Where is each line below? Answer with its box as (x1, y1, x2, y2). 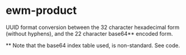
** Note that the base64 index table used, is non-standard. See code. (5, 42, 181, 49)
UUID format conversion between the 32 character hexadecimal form (5, 24, 180, 31)
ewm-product (5, 4, 77, 18)
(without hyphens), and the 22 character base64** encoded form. (5, 30, 173, 37)
